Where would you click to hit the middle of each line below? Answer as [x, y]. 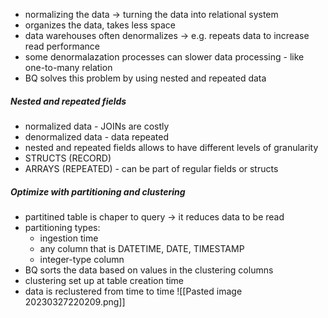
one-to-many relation [68, 67]
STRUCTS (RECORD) [68, 158]
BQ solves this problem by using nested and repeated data [145, 78]
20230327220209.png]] [75, 301]
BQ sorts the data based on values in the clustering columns [149, 270]
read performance [62, 46]
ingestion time [69, 238]
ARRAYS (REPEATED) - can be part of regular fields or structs [151, 168]
